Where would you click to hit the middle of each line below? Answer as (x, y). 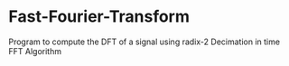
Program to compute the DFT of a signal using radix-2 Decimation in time (144, 42)
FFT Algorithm (35, 51)
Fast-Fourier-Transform (99, 17)
